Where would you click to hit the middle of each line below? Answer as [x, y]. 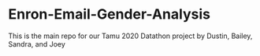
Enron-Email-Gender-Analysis [110, 14]
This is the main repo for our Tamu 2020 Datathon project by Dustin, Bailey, [130, 36]
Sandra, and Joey [37, 44]
